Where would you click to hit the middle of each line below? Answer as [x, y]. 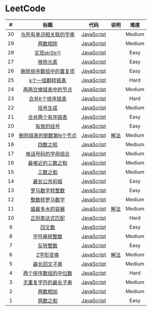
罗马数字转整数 [48, 191]
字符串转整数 [48, 237]
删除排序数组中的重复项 [48, 71]
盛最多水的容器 [48, 209]
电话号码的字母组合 [48, 154]
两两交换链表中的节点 [48, 90]
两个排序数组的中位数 [48, 273]
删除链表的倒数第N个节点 [48, 135]
